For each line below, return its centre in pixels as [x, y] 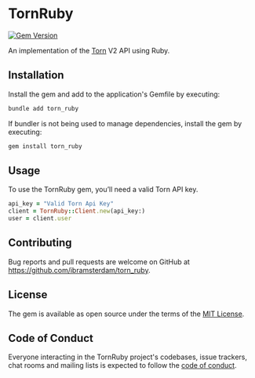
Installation [36, 75]
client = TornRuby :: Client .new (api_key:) [77, 211]
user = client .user [40, 219]
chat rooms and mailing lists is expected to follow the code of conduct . [122, 365]
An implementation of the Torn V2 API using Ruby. [89, 50]
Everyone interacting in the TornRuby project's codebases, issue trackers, [127, 357]
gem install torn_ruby [45, 146]
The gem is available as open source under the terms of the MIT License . [126, 314]
